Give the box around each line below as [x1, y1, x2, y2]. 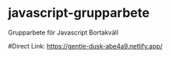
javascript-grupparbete [8, 5, 150, 21]
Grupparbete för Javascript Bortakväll [8, 28, 119, 37]
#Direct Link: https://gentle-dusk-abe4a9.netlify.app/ [8, 42, 163, 50]
